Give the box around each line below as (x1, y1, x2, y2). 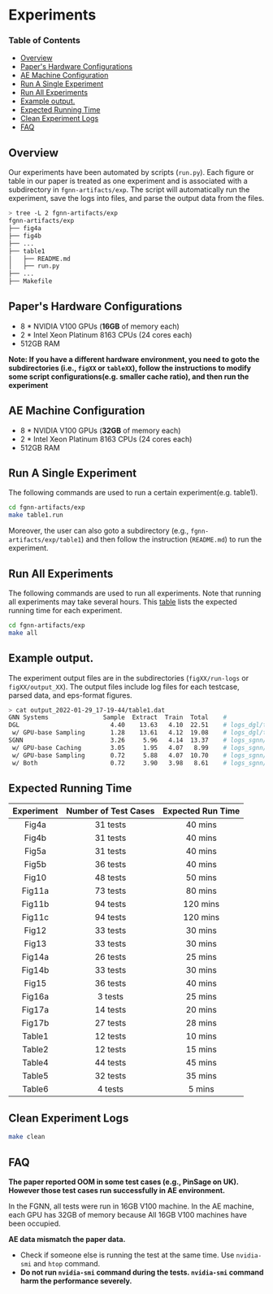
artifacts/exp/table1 (8, 536, 82, 544)
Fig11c (21, 912, 50, 923)
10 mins (185, 1030, 218, 1042)
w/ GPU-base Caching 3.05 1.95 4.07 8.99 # (11, 743, 227, 752)
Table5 (21, 1070, 49, 1082)
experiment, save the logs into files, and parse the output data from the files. (8, 194, 265, 203)
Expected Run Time (162, 805, 240, 817)
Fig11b (21, 899, 50, 910)
